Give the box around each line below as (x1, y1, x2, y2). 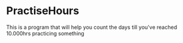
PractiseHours (6, 4, 80, 18)
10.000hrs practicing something (6, 29, 85, 37)
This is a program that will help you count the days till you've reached (6, 24, 178, 31)
